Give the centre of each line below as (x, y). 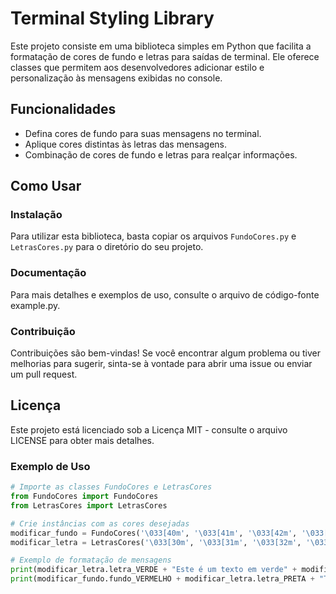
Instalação (36, 215)
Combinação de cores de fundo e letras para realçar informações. (161, 154)
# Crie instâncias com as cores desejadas (100, 523)
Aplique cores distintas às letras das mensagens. (126, 144)
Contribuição (43, 331)
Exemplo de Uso (50, 466)
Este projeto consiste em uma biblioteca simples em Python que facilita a (161, 46)
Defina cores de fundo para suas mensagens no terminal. (143, 133)
